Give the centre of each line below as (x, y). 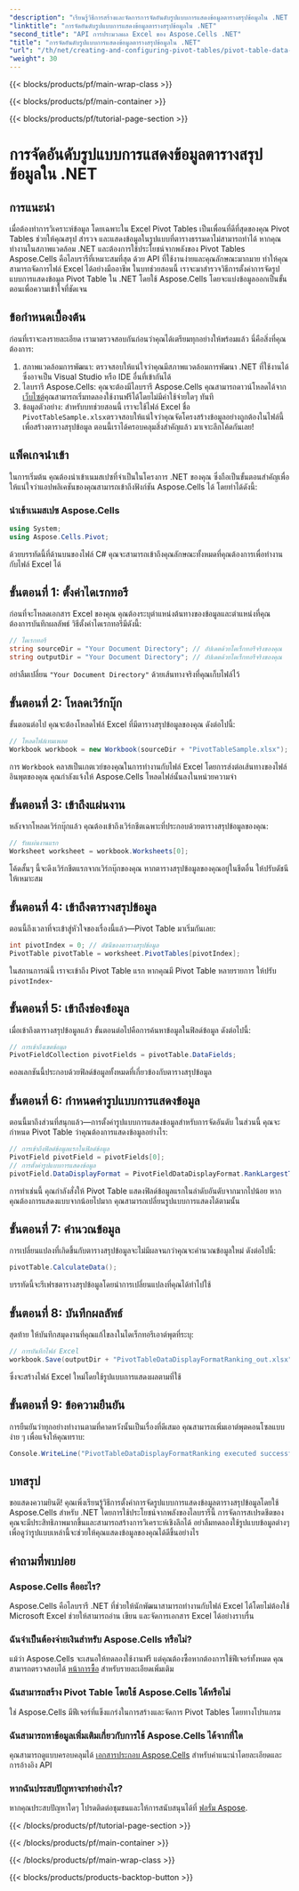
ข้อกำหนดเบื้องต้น (48, 317)
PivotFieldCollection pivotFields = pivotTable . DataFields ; (123, 1055)
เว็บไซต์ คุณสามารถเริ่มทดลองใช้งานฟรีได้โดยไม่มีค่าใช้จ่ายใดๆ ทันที (117, 396)
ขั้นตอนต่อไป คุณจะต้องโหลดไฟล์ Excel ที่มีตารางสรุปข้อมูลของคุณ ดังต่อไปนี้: (122, 724)
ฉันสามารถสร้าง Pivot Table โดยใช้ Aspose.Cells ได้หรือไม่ (120, 1693)
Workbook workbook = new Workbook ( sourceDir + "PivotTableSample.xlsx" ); (149, 749)
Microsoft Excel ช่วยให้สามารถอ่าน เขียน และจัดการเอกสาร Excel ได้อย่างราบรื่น (132, 1616)
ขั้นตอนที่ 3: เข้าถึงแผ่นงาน (68, 805)
